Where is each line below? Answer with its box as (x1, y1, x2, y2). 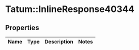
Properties (5, 23, 39, 32)
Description (44, 38, 73, 45)
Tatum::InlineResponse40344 (5, 3, 135, 15)
